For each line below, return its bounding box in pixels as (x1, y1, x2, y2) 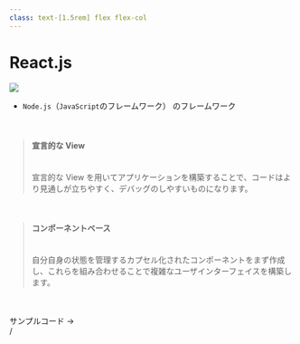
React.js (9, 52, 72, 72)
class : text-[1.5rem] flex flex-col (9, 13, 147, 23)
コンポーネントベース (31, 223, 111, 234)
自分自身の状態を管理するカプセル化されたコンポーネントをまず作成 (31, 254, 286, 265)
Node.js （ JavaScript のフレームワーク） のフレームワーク (22, 100, 237, 111)
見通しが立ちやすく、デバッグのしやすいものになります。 (39, 183, 253, 194)
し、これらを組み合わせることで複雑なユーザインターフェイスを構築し (31, 265, 292, 276)
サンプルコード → (9, 315, 75, 326)
